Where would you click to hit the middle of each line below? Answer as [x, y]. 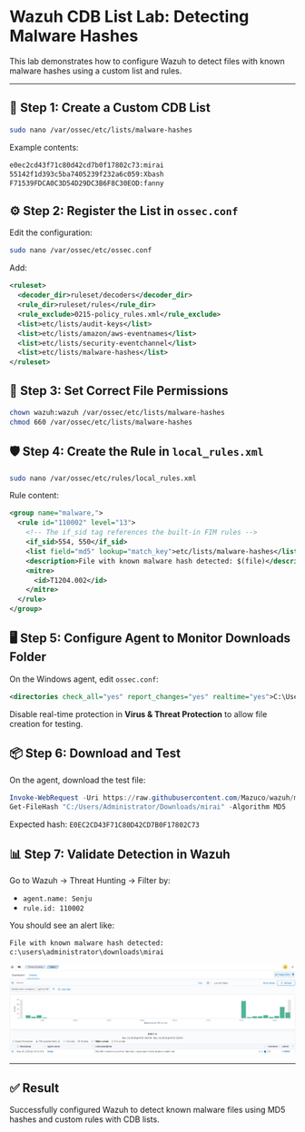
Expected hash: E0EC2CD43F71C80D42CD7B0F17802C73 [104, 824]
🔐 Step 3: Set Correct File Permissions [119, 391]
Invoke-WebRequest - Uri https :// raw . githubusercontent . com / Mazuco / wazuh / [152, 797]
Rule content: [34, 496]
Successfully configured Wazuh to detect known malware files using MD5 [148, 1110]
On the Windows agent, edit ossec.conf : [84, 679]
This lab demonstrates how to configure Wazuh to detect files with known [148, 61]
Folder [28, 657]
